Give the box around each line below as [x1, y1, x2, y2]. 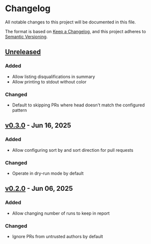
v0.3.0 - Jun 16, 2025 [5, 122, 72, 130]
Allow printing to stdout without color [12, 79, 87, 84]
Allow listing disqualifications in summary [12, 74, 95, 80]
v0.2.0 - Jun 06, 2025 [5, 184, 73, 193]
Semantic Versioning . [5, 34, 48, 40]
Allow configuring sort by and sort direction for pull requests [12, 147, 133, 153]
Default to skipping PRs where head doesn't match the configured [12, 102, 145, 108]
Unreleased [5, 48, 41, 56]
